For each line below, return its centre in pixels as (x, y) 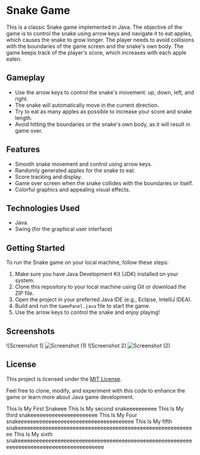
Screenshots (31, 331)
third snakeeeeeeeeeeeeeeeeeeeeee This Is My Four (72, 415)
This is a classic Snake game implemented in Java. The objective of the (94, 27)
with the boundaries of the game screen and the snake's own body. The (95, 46)
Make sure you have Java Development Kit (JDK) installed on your (96, 274)
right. (22, 98)
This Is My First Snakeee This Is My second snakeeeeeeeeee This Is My (95, 408)
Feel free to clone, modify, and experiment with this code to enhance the (96, 390)
